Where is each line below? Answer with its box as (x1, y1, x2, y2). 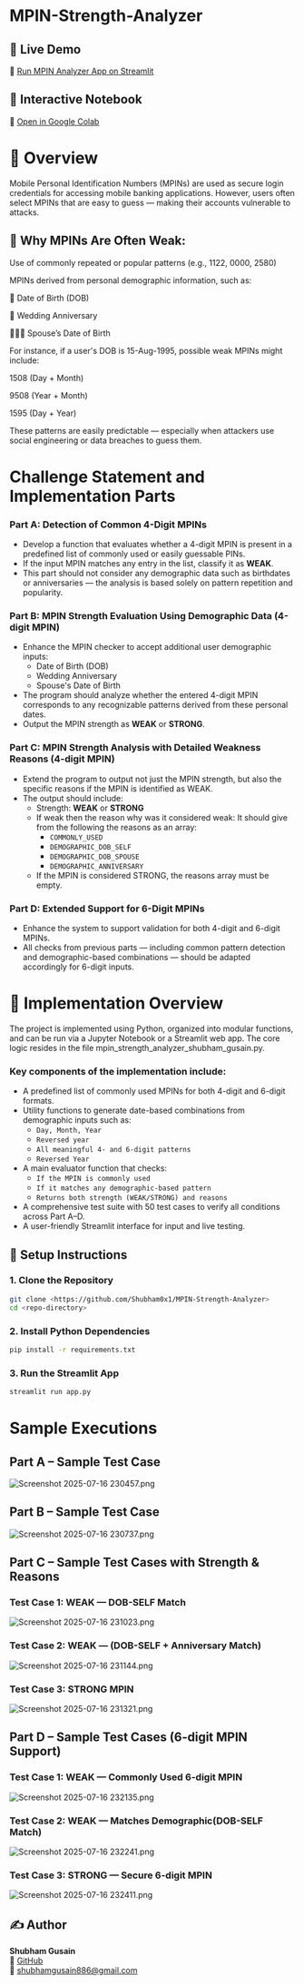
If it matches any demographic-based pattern (35, 1184, 211, 1194)
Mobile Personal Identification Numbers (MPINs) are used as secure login (9, 178, 284, 189)
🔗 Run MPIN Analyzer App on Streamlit (9, 65, 154, 76)
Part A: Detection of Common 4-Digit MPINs (9, 518, 207, 531)
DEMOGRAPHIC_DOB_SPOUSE (49, 852, 140, 861)
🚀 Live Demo (9, 42, 82, 57)
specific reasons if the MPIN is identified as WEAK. (22, 782, 213, 794)
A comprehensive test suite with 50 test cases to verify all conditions (22, 1202, 280, 1213)
